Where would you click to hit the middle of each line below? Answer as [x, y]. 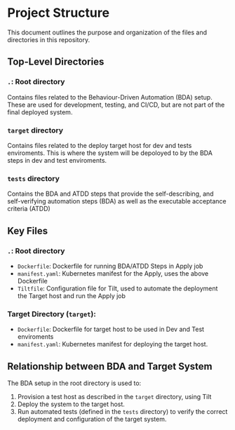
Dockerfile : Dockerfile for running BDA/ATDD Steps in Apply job [110, 266]
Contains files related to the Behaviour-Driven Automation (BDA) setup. [110, 97]
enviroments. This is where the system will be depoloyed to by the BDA [110, 153]
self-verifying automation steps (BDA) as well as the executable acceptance [117, 201]
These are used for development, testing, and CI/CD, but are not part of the [116, 105]
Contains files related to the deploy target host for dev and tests [100, 145]
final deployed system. [40, 112]
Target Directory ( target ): [52, 314]
